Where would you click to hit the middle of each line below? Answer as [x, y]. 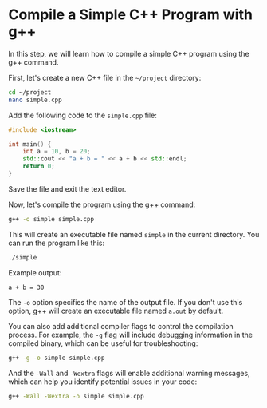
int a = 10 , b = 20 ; [57, 152]
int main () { [30, 144]
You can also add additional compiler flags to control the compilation [121, 326]
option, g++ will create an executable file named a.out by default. [116, 311]
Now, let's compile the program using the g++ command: [102, 204]
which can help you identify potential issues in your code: [103, 382]
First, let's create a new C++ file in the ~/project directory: [105, 77]
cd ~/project [30, 92]
